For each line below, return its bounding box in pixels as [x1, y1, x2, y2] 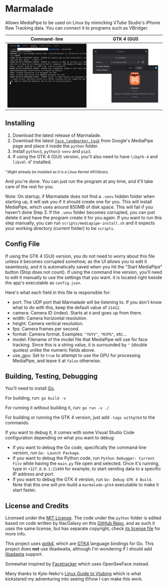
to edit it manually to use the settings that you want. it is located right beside [5, 274, 162, 280]
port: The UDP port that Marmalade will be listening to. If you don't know [12, 299, 162, 305]
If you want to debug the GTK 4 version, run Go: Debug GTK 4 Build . [12, 476, 152, 482]
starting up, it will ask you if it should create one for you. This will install [5, 198, 152, 204]
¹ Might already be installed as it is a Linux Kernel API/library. [5, 169, 109, 174]
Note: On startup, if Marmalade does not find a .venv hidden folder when [5, 193, 155, 199]
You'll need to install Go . [5, 385, 55, 391]
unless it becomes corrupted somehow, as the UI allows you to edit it [5, 258, 147, 264]
